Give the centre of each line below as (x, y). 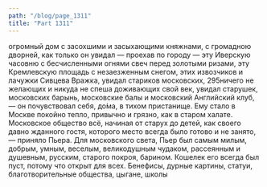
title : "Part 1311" (41, 23)
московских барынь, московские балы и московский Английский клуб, (131, 97)
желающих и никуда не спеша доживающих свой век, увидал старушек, (133, 88)
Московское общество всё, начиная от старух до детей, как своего (125, 123)
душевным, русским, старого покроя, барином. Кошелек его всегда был (134, 157)
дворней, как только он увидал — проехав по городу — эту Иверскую (129, 55)
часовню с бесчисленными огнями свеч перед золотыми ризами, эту (129, 63)
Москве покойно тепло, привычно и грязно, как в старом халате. (121, 114)
